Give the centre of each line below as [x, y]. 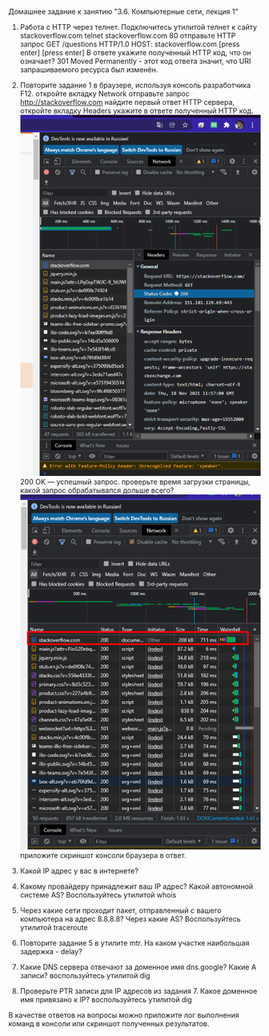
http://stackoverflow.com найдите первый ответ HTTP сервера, [127, 102]
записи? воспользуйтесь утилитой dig [85, 976]
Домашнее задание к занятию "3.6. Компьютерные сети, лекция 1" [123, 12]
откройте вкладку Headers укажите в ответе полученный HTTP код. [137, 111]
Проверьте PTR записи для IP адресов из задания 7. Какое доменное [139, 991]
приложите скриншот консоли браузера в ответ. [103, 856]
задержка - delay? [51, 952]
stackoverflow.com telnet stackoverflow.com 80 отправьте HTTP [128, 36]
